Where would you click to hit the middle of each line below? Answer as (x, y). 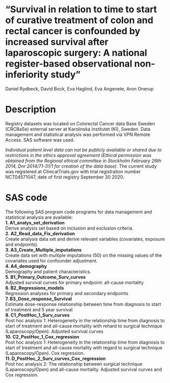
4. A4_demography (26, 266)
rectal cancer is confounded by (73, 31)
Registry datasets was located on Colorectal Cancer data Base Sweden (80, 123)
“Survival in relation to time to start (81, 9)
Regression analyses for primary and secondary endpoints (67, 293)
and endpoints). (22, 244)
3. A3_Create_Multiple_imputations (43, 250)
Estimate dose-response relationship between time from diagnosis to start (83, 304)
